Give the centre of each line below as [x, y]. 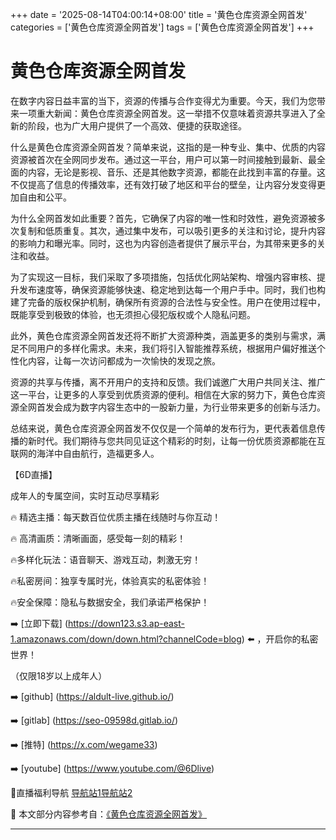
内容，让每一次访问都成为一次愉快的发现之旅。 [124, 360]
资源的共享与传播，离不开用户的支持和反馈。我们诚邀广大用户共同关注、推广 [168, 382]
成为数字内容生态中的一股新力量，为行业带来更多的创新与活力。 [194, 407]
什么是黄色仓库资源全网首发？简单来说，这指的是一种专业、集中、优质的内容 [168, 147]
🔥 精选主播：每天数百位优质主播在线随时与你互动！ [116, 517]
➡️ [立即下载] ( [39, 623]
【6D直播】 [34, 474]
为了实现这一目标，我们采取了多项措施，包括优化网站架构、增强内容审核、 [163, 277]
